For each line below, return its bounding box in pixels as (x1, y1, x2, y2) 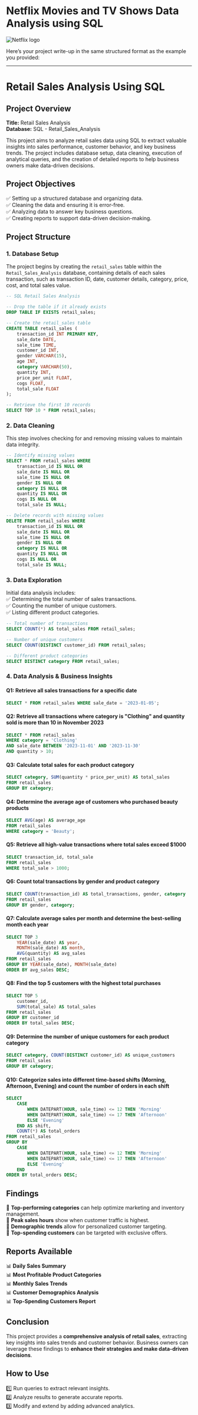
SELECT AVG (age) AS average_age (6, 818, 85, 823)
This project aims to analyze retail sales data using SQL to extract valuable (6, 137, 187, 144)
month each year (6, 921, 49, 928)
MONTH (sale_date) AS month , (16, 945, 85, 951)
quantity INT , (16, 369, 51, 375)
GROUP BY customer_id (6, 1015, 60, 1021)
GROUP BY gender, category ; (6, 902, 75, 908)
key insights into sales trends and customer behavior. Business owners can (6, 1339, 189, 1346)
